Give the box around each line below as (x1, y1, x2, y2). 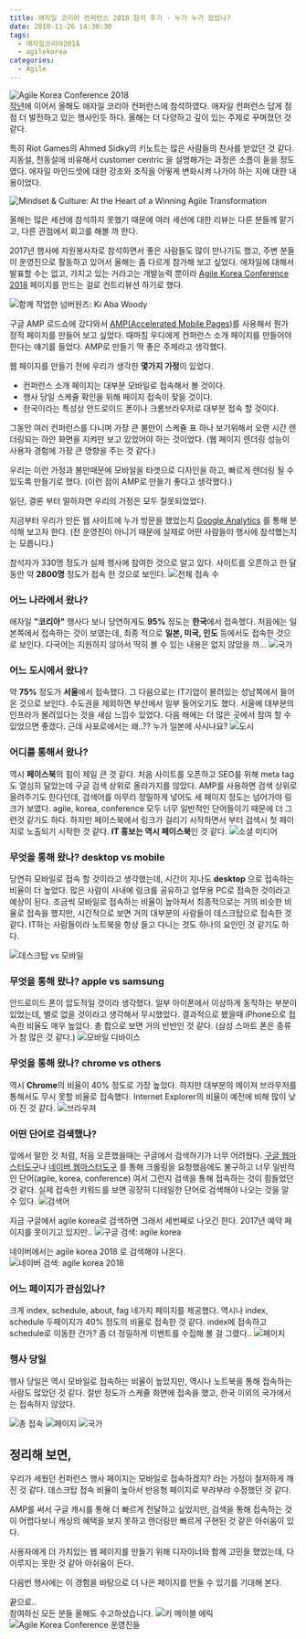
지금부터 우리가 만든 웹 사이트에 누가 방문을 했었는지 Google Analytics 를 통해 (9, 514, 288, 526)
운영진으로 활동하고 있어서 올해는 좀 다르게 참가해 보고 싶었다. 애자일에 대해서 (18, 256, 295, 267)
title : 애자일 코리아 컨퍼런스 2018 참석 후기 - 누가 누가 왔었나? (9, 13, 231, 23)
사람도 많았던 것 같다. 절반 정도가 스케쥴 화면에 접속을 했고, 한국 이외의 (9, 1387, 260, 1398)
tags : (9, 30, 30, 39)
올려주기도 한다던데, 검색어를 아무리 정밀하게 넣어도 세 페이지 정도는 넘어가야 (9, 791, 283, 802)
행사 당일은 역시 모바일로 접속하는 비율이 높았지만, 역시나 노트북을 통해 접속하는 (9, 1376, 292, 1387)
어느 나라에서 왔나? (9, 594, 89, 606)
